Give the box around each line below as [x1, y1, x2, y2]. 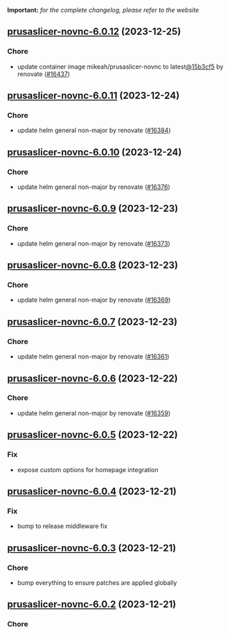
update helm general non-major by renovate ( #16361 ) [17, 352, 170, 361]
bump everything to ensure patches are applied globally [17, 578, 177, 587]
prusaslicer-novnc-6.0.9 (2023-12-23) [7, 203, 179, 215]
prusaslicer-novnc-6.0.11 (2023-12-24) [7, 90, 180, 102]
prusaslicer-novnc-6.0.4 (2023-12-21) [7, 485, 177, 497]
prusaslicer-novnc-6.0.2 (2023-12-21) [7, 599, 177, 610]
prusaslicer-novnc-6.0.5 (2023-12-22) [7, 429, 178, 441]
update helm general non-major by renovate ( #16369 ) [17, 296, 171, 304]
